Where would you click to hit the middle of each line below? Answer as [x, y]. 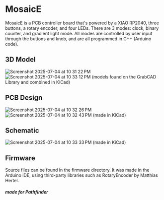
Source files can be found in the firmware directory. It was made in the [77, 170]
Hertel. [12, 181]
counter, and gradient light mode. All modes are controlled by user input [79, 33]
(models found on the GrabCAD [124, 77]
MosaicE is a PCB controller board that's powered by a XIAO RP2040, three [82, 23]
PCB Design [24, 98]
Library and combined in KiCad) [38, 82]
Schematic [22, 130]
